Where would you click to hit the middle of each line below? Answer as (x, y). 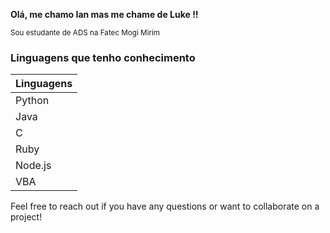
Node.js (33, 166)
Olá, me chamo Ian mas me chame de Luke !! (104, 14)
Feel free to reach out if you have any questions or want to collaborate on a (165, 206)
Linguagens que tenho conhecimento (103, 57)
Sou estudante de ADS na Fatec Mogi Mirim (85, 33)
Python (32, 101)
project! (26, 217)
